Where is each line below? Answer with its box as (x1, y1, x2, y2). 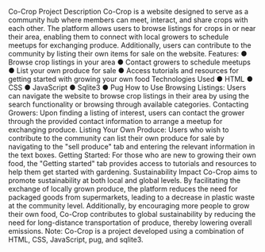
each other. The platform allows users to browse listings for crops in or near (8, 24, 256, 33)
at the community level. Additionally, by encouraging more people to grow (8, 201, 250, 210)
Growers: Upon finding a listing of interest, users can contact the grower (8, 108, 245, 118)
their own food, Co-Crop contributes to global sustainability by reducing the (8, 210, 256, 219)
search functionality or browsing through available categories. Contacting (8, 99, 249, 109)
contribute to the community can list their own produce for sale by (8, 134, 225, 142)
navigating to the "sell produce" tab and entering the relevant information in (8, 142, 255, 151)
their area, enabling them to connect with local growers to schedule (8, 32, 229, 41)
